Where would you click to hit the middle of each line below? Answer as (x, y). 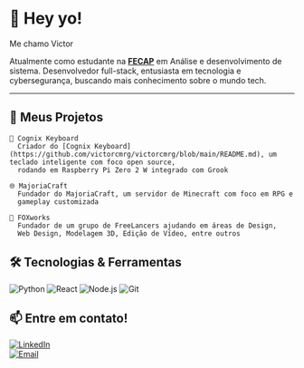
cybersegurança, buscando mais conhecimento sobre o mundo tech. (138, 80)
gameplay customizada (58, 202)
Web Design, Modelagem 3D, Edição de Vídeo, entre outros (129, 233)
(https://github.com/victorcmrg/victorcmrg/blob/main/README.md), (137, 154)
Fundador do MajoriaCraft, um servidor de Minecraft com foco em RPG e (156, 194)
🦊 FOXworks (30, 218)
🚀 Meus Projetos (57, 117)
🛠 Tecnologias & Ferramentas (96, 262)
